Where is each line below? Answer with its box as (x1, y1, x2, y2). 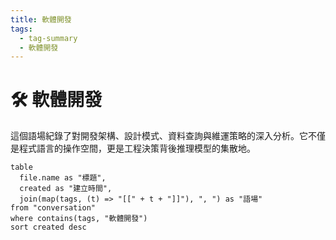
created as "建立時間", (19, 184, 113, 194)
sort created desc (10, 222, 87, 233)
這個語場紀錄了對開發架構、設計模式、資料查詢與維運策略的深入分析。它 (10, 130, 308, 142)
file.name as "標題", (19, 173, 107, 183)
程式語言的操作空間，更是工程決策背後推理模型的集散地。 (18, 142, 256, 155)
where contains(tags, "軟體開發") (10, 214, 148, 224)
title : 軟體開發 (10, 14, 72, 25)
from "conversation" (10, 203, 97, 213)
